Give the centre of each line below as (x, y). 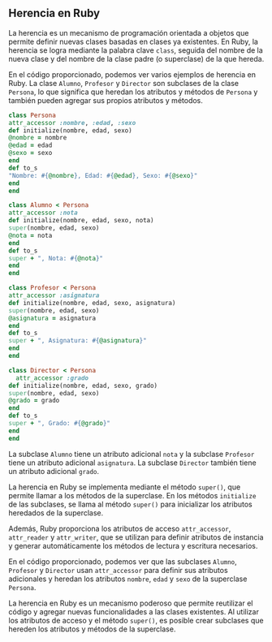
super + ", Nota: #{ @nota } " (56, 258)
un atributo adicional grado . (54, 471)
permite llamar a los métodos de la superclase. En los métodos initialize (132, 495)
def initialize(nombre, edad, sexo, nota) (81, 221)
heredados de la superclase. (56, 513)
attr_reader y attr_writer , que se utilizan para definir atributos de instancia (136, 537)
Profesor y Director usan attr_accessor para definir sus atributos (119, 570)
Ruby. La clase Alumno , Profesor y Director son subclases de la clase (124, 83)
